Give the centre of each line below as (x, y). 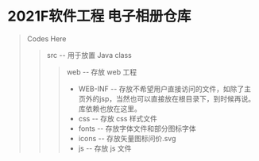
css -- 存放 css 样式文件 (118, 118)
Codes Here (46, 38)
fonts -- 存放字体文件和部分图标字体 (137, 128)
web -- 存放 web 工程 (101, 71)
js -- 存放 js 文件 (105, 148)
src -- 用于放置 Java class (89, 55)
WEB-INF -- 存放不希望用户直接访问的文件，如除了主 (165, 89)
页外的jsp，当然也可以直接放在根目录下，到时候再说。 (167, 98)
